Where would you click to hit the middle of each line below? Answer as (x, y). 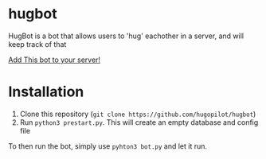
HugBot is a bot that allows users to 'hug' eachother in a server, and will (126, 36)
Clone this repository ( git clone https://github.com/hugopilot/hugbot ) (138, 114)
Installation (46, 92)
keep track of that (37, 44)
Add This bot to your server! (55, 60)
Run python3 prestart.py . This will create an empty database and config (139, 122)
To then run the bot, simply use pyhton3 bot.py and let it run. (108, 146)
